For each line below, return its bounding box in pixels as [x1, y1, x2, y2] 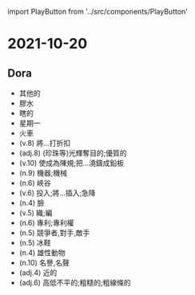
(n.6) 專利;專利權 [18, 218, 74, 227]
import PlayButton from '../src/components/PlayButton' [7, 7, 189, 16]
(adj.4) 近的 [18, 268, 58, 277]
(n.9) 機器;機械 [18, 168, 68, 178]
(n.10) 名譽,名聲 [18, 258, 70, 267]
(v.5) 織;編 [18, 208, 53, 218]
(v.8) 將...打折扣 [18, 139, 71, 147]
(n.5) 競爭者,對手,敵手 [18, 228, 90, 238]
